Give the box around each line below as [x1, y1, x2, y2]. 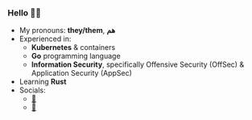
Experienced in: [19, 34, 72, 43]
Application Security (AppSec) [31, 68, 132, 78]
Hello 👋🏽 [7, 7, 42, 19]
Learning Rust [19, 77, 67, 87]
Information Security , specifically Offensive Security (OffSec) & [31, 60, 245, 69]
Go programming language [31, 52, 122, 61]
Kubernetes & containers [31, 43, 116, 52]
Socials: [19, 85, 46, 95]
